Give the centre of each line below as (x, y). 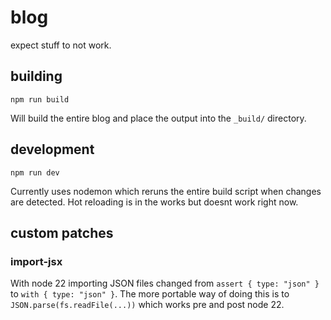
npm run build (40, 99)
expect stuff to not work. (61, 45)
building (36, 76)
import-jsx (36, 261)
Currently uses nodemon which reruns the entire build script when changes (166, 191)
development (52, 149)
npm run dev (35, 172)
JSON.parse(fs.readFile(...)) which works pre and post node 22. (147, 305)
